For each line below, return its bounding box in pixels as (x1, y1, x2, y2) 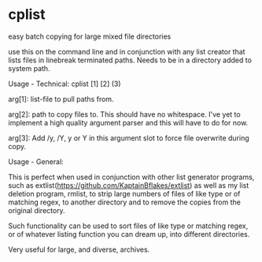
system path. (8, 63, 50, 73)
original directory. (8, 205, 65, 215)
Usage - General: (8, 156, 65, 167)
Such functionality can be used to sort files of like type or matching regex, (8, 221, 249, 230)
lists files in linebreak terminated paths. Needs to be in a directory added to (8, 55, 252, 65)
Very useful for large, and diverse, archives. (8, 245, 150, 254)
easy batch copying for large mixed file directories (8, 32, 172, 41)
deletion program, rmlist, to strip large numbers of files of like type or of (8, 189, 241, 198)
